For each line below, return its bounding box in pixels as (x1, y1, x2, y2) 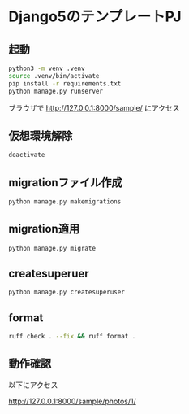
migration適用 (8, 222, 79, 236)
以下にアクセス (8, 380, 58, 390)
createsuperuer (8, 266, 89, 281)
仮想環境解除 (8, 129, 73, 142)
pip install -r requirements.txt (8, 79, 122, 88)
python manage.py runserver (8, 87, 104, 95)
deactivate (8, 151, 45, 159)
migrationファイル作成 (8, 176, 122, 190)
